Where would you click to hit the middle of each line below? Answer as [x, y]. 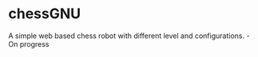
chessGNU [45, 14]
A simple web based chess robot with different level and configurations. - [129, 36]
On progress [29, 44]
